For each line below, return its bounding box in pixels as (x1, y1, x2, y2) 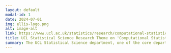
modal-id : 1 (5, 12, 31, 17)
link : (5, 31, 17, 36)
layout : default (5, 7, 40, 13)
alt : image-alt (5, 26, 38, 31)
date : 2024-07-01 (5, 17, 42, 22)
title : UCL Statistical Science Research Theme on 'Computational (5, 36, 149, 41)
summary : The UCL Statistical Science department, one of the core (5, 40, 152, 45)
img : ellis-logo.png (5, 21, 49, 27)
